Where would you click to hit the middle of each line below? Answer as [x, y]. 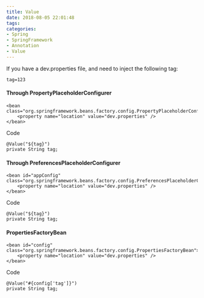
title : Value [23, 12]
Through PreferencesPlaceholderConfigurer [63, 163]
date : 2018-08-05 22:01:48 [40, 18]
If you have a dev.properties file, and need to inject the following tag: [92, 68]
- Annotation [23, 46]
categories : [21, 29]
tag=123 [16, 79]
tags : [13, 23]
